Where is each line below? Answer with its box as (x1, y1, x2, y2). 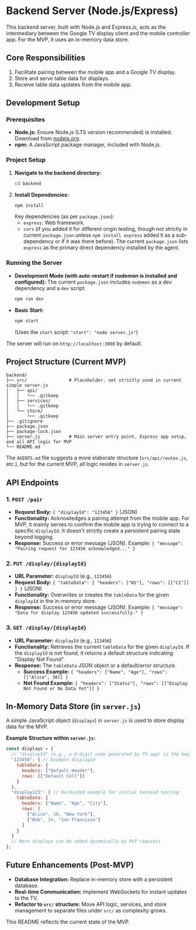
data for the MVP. (6, 723, 49, 730)
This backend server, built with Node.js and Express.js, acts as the (6, 23, 166, 30)
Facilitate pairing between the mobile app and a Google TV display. (14, 69, 177, 76)
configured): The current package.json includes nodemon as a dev (14, 278, 172, 285)
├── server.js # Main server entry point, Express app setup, (6, 434, 187, 440)
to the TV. (14, 894, 38, 901)
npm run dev (14, 296, 44, 302)
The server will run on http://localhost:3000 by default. (6, 340, 142, 347)
